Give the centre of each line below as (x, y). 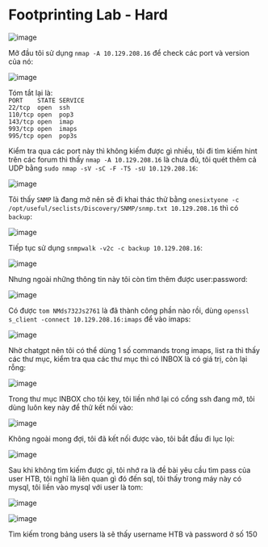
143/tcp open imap (41, 122)
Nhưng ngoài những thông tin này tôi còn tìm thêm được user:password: (128, 279)
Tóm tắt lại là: (31, 93)
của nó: (21, 61)
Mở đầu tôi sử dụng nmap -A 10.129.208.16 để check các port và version (129, 53)
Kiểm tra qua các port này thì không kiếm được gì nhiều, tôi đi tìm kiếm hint (133, 150)
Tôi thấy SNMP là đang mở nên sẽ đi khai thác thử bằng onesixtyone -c (124, 199)
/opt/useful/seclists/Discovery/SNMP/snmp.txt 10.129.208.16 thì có (124, 208)
